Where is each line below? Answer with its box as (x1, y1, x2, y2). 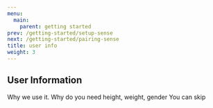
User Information (7, 74, 83, 87)
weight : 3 (7, 49, 36, 56)
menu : (7, 10, 23, 17)
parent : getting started (19, 23, 92, 30)
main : (13, 17, 30, 24)
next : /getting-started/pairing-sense (7, 36, 119, 43)
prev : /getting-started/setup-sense (7, 29, 113, 37)
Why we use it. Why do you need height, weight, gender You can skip (7, 93, 206, 101)
